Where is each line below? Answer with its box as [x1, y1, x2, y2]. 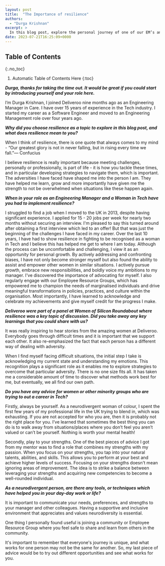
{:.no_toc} [5, 66, 25, 72]
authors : [5, 16, 23, 21]
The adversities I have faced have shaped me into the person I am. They [5, 175, 151, 181]
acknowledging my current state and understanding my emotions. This [5, 358, 148, 364]
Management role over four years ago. [5, 115, 83, 121]
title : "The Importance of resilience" [5, 12, 89, 17]
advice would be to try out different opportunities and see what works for [5, 550, 154, 556]
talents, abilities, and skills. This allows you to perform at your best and [5, 455, 149, 460]
